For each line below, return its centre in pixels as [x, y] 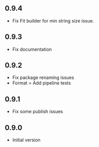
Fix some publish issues [37, 112]
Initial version [26, 140]
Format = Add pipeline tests [42, 83]
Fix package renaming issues [43, 78]
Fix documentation [32, 49]
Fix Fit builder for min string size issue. [53, 20]
